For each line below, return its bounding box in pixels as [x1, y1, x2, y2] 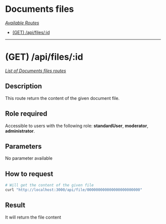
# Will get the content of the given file [5, 183, 94, 188]
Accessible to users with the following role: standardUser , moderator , [5, 123, 149, 129]
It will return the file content [5, 214, 61, 220]
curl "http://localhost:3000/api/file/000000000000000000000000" [5, 187, 142, 192]
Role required [5, 110, 47, 118]
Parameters [5, 142, 42, 150]
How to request [5, 170, 53, 178]
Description [5, 82, 42, 90]
